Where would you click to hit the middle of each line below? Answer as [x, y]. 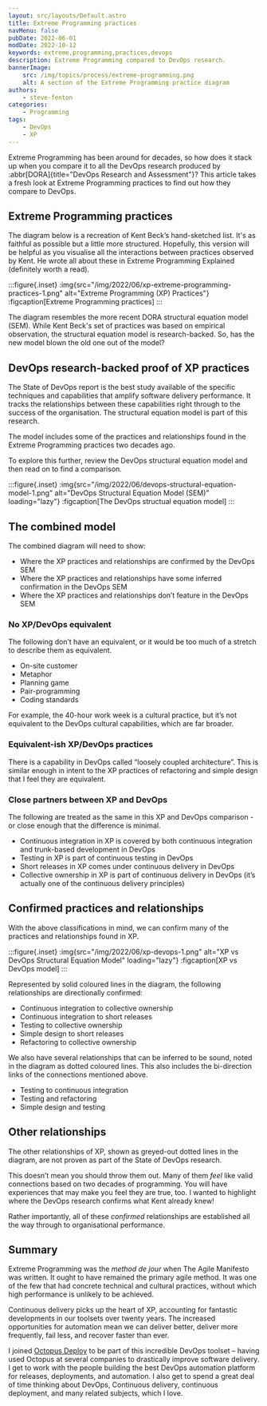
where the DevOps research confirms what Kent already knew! [111, 1201]
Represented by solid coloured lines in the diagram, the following [115, 984]
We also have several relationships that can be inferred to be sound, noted [130, 1057]
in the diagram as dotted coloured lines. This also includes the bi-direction [130, 1066]
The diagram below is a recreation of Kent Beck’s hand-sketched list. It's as [132, 236]
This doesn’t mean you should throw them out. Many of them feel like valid [131, 1175]
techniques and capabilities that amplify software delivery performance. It [130, 395]
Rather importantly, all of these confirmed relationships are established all [129, 1216]
